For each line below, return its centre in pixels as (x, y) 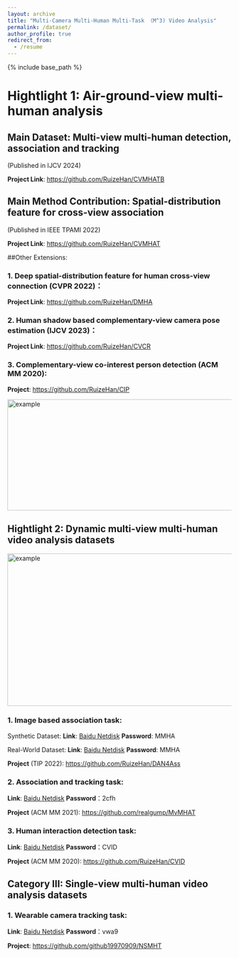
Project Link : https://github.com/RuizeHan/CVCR (79, 346)
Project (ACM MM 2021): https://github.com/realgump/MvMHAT (101, 813)
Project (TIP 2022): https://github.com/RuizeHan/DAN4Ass (94, 763)
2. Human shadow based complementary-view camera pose (114, 321)
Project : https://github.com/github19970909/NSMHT (85, 946)
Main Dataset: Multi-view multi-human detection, (119, 137)
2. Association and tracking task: (66, 781)
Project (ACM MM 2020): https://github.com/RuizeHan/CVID (96, 862)
